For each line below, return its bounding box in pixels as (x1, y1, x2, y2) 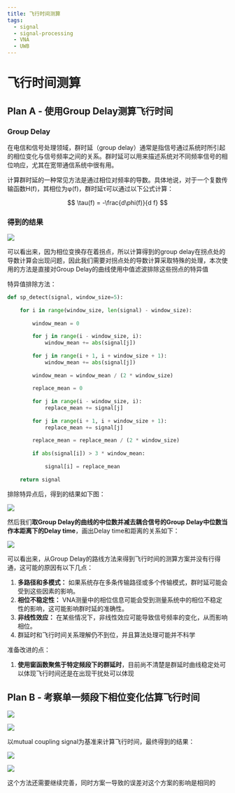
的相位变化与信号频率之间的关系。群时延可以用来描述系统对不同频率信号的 (7, 152, 222, 160)
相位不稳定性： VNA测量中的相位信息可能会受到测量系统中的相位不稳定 (17, 596, 222, 604)
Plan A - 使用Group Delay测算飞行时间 (7, 105, 173, 117)
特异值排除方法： (7, 280, 57, 288)
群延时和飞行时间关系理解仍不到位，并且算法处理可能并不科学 (17, 631, 196, 639)
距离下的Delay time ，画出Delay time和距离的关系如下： (19, 526, 180, 535)
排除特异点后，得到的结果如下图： (7, 489, 106, 498)
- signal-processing (13, 29, 73, 37)
